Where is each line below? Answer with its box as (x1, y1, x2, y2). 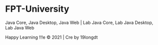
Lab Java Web (5, 24, 35, 30)
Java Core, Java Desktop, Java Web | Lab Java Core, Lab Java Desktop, (5, 20, 154, 25)
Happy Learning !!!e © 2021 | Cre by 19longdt (5, 34, 98, 40)
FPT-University (5, 3, 70, 15)
